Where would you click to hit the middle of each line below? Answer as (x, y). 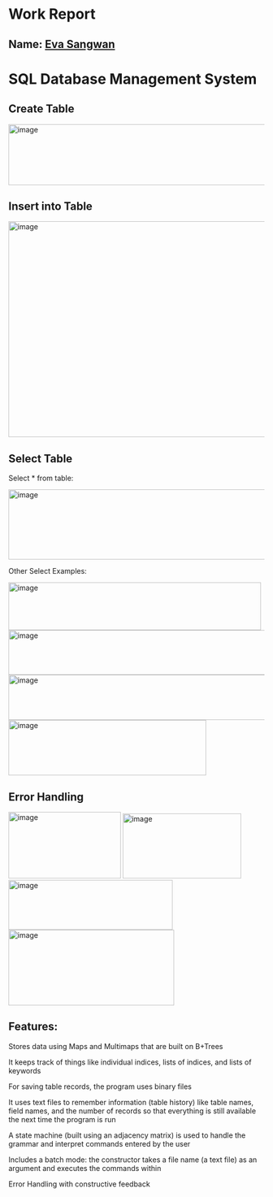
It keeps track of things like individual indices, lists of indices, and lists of (130, 1062)
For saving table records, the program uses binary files (100, 1086)
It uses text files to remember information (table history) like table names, (131, 1102)
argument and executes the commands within (85, 1168)
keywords (25, 1070)
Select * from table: (41, 478)
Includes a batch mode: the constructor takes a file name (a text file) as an (133, 1160)
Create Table (41, 109)
